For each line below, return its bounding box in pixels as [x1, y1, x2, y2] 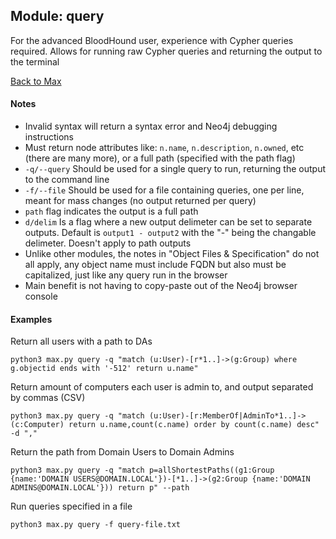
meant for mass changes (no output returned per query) [24, 195, 257, 207]
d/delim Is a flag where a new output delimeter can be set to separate [24, 216, 313, 228]
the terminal [10, 55, 60, 68]
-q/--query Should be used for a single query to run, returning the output [24, 163, 326, 175]
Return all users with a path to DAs [10, 335, 153, 348]
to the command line [24, 174, 110, 186]
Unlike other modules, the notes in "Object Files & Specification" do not [24, 248, 320, 260]
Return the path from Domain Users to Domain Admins [10, 446, 235, 458]
